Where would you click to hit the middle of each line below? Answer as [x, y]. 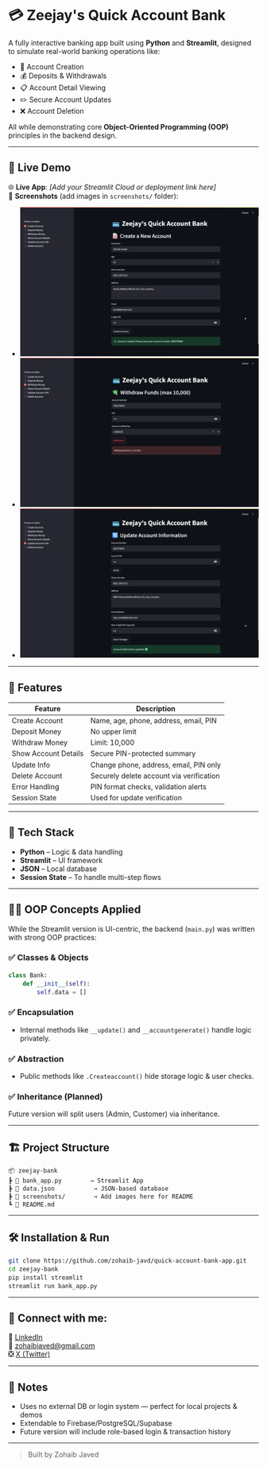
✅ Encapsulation [41, 1013]
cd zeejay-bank [33, 1269]
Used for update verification [136, 798]
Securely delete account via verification [155, 776]
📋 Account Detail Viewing [62, 88]
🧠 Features [35, 688]
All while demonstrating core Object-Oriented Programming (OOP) [118, 126]
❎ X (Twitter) [29, 1354]
